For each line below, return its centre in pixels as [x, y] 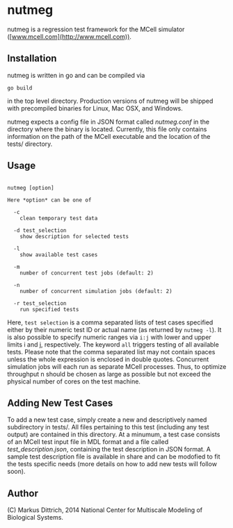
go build [20, 88]
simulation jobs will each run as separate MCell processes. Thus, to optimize [117, 366]
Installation [32, 59]
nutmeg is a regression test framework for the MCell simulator [96, 29]
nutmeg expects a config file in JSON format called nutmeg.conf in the [109, 122]
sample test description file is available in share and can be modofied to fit [114, 456]
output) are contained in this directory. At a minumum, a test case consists [114, 435]
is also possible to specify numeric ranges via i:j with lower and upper [110, 337]
